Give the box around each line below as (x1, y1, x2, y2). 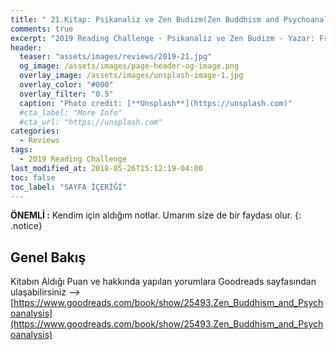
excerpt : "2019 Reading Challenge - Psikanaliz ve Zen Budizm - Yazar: (10, 33, 315, 43)
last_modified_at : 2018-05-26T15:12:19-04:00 (10, 163, 203, 173)
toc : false (10, 172, 56, 183)
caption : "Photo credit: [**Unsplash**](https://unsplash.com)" (19, 98, 293, 108)
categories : (10, 126, 60, 136)
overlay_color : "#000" (19, 80, 114, 90)
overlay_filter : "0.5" (19, 89, 114, 99)
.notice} (10, 220, 43, 232)
